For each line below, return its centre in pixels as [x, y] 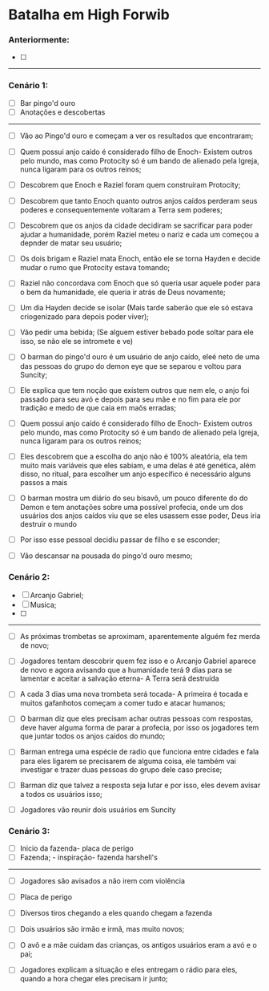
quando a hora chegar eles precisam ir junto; [94, 979]
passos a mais [44, 482]
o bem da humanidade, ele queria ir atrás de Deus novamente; [122, 292]
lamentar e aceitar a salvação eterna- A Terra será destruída [119, 678]
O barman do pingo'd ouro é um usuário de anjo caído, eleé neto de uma [140, 357]
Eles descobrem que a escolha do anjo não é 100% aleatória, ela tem [134, 456]
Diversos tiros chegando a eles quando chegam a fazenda [116, 913]
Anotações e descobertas [62, 112]
